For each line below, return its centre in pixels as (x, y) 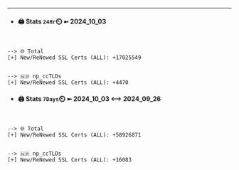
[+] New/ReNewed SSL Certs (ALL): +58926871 (74, 135)
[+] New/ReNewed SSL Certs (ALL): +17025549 (74, 58)
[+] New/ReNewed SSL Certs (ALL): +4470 (68, 83)
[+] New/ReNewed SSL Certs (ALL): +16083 (70, 160)
